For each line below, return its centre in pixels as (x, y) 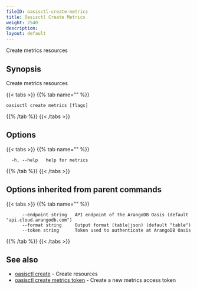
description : (22, 28)
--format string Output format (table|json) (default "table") (106, 225)
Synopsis (24, 69)
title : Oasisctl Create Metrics (46, 17)
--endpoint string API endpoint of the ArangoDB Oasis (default (105, 215)
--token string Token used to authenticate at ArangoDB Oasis (106, 230)
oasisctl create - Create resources (56, 274)
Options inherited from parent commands (84, 190)
